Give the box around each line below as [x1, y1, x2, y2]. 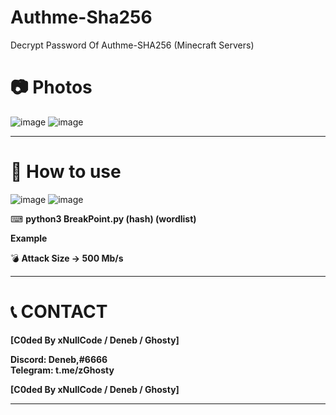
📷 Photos [10, 76, 93, 99]
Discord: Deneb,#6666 [10, 353, 108, 365]
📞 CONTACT [10, 301, 108, 323]
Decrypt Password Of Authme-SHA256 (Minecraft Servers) [10, 39, 255, 51]
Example [10, 232, 48, 244]
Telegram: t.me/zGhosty [10, 364, 115, 376]
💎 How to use [10, 161, 122, 183]
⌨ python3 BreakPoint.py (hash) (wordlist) [10, 212, 197, 225]
